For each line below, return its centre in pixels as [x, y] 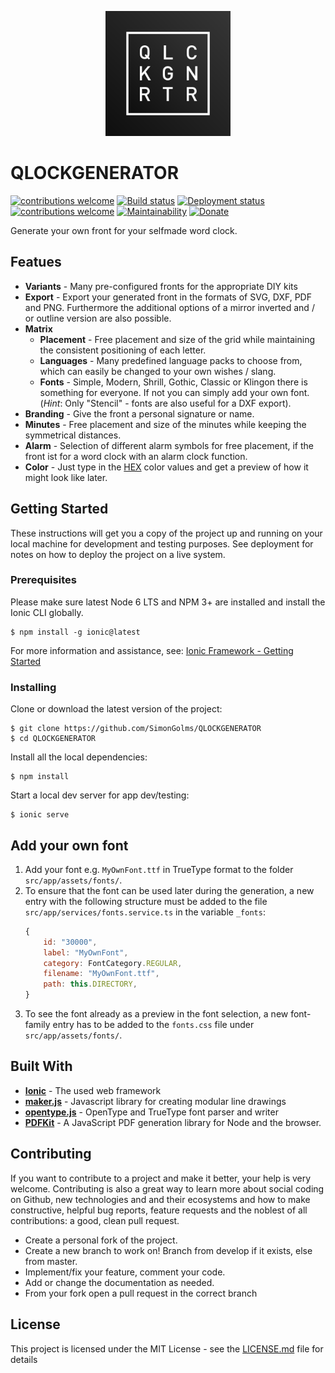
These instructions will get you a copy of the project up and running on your [166, 533]
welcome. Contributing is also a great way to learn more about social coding [167, 1188]
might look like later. [66, 477]
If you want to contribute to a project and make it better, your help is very [161, 1178]
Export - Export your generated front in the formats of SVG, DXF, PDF [168, 297]
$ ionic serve [40, 815]
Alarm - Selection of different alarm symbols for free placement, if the [169, 445]
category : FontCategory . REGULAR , [113, 963]
